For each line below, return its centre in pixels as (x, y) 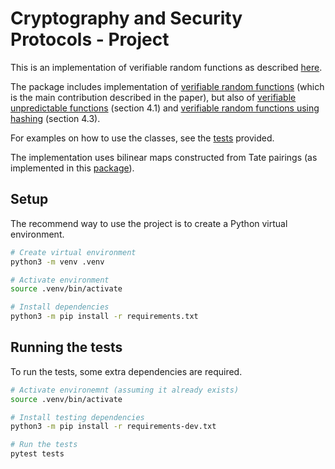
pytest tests (37, 454)
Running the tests (66, 347)
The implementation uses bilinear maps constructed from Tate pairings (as (164, 157)
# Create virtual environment (73, 252)
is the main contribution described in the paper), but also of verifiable (153, 97)
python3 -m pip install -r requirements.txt (104, 317)
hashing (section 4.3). (55, 118)
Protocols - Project (90, 39)
